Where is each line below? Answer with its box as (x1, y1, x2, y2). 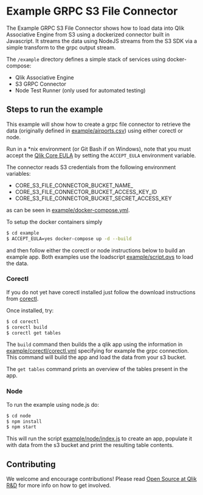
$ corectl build (6, 324, 47, 330)
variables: (6, 170, 31, 177)
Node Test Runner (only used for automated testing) (15, 86, 146, 94)
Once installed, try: (6, 306, 54, 314)
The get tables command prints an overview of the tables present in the (6, 365, 188, 373)
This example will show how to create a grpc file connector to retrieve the (6, 120, 191, 128)
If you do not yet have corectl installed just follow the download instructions (6, 288, 196, 296)
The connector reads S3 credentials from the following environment (6, 163, 176, 171)
